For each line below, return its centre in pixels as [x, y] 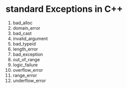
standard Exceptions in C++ [64, 9]
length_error [25, 49]
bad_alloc [23, 23]
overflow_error [28, 70]
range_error [25, 75]
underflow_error [29, 81]
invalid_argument [30, 39]
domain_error [27, 28]
